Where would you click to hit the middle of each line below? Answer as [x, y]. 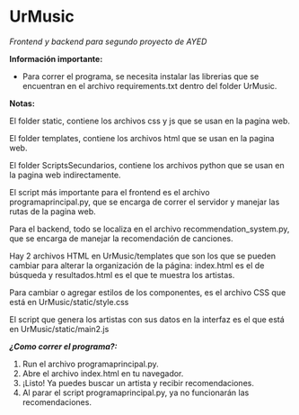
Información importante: [56, 59]
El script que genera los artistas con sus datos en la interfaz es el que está [147, 319]
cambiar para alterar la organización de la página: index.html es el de [137, 265]
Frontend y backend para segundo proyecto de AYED [108, 41]
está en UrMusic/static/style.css [69, 302]
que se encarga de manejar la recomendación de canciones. [121, 238]
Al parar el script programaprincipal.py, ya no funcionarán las [136, 392]
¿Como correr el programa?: [64, 346]
